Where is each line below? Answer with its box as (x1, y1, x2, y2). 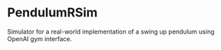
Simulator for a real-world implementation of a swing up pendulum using (7, 27, 215, 36)
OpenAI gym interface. (7, 34, 72, 42)
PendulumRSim (7, 5, 98, 21)
